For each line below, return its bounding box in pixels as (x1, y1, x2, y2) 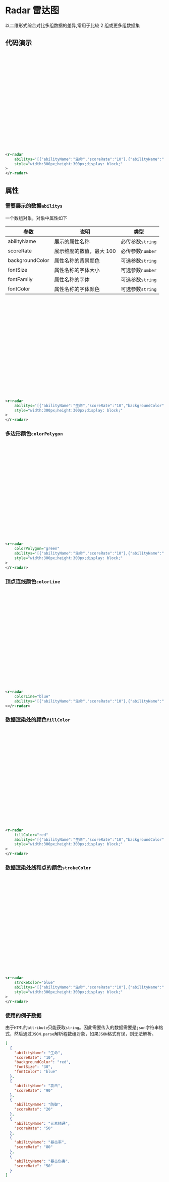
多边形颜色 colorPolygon (5, 430, 63, 437)
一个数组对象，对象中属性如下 (5, 215, 67, 221)
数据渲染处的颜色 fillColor (5, 716, 71, 723)
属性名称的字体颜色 (54, 285, 100, 292)
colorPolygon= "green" (14, 546, 60, 551)
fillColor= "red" (14, 832, 49, 837)
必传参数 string (121, 238, 157, 245)
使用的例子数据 (5, 1012, 42, 1019)
